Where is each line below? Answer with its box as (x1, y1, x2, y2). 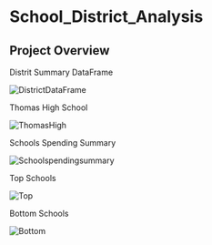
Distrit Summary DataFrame (9, 66, 114, 77)
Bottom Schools (9, 208, 70, 219)
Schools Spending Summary (9, 138, 116, 148)
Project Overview (9, 43, 110, 58)
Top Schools (9, 173, 56, 183)
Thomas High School (9, 102, 88, 113)
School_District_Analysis (9, 6, 204, 27)
